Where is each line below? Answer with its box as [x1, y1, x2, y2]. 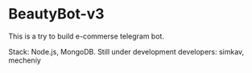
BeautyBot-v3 [8, 5, 105, 23]
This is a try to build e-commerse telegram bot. [8, 31, 165, 41]
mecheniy [8, 55, 42, 65]
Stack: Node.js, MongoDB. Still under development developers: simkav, [8, 47, 245, 56]
